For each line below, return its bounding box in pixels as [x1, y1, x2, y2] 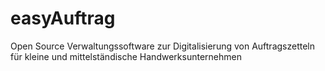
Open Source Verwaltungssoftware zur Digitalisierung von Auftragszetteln [10, 40, 316, 52]
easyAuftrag [10, 7, 116, 30]
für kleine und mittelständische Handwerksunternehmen [10, 50, 242, 62]
